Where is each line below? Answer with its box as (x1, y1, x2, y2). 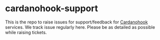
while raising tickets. (5, 29, 47, 35)
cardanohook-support (5, 3, 98, 14)
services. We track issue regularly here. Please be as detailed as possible (5, 24, 155, 30)
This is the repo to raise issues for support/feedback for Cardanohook (5, 19, 148, 25)
